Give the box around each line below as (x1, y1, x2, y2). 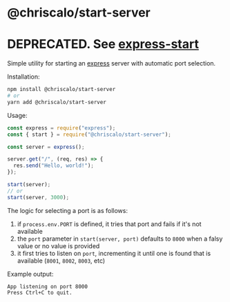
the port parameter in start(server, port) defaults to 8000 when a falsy (17, 234, 223, 243)
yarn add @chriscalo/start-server (7, 99, 107, 105)
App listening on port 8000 (7, 283, 88, 290)
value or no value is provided (17, 241, 100, 250)
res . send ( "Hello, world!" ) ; (13, 162, 95, 170)
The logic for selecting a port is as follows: (7, 206, 128, 214)
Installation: (7, 72, 40, 81)
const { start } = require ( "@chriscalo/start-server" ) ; (7, 131, 171, 138)
